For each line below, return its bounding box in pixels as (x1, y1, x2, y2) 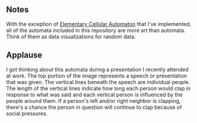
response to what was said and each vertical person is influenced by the (6, 91, 183, 98)
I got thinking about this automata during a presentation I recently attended (6, 66, 189, 73)
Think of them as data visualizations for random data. (6, 33, 136, 40)
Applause (6, 50, 43, 60)
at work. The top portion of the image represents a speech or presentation (6, 72, 188, 79)
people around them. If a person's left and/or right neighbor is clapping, (6, 97, 181, 104)
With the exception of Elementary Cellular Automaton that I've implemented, (6, 20, 191, 27)
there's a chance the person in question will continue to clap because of (6, 103, 182, 111)
